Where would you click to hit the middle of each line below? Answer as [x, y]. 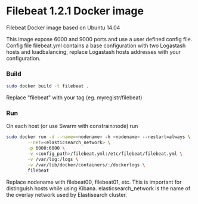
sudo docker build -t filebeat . [48, 86]
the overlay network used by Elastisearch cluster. [66, 194]
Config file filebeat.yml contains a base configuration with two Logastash [96, 45]
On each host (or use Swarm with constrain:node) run [72, 126]
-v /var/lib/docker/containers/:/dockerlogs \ [86, 165]
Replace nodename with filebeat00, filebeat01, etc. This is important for [94, 182]
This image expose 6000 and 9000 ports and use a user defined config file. [99, 39]
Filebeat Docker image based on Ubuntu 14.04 [63, 28]
